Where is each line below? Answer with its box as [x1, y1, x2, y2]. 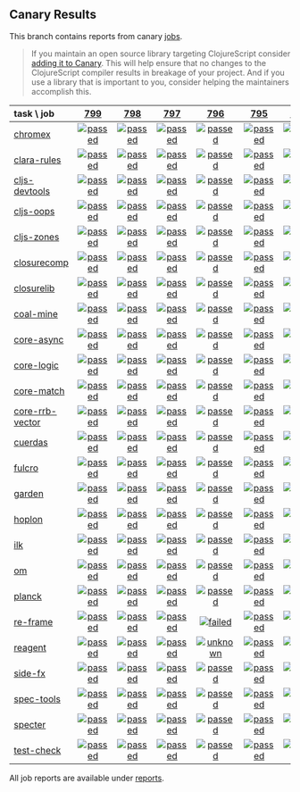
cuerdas [13, 436, 48, 448]
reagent [13, 641, 47, 654]
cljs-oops [13, 204, 55, 217]
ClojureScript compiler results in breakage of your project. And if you [30, 67, 286, 78]
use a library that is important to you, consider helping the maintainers [30, 76, 290, 88]
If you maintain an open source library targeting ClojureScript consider [30, 48, 291, 59]
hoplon [13, 513, 43, 525]
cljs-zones [13, 230, 60, 243]
